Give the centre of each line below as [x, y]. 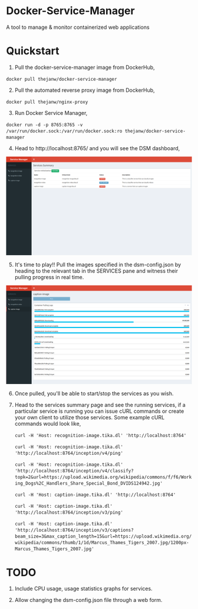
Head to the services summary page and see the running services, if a [100, 405]
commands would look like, [48, 424]
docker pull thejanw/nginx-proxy [47, 102]
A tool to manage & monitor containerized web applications [78, 27]
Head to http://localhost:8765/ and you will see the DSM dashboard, [97, 148]
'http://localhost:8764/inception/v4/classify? [74, 471]
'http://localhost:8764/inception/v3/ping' [69, 513]
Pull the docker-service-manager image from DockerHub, [85, 67]
